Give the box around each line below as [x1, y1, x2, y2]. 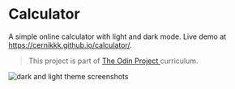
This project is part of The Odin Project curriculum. [28, 56, 199, 66]
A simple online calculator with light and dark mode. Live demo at [8, 32, 227, 41]
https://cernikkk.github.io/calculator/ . [8, 40, 132, 49]
